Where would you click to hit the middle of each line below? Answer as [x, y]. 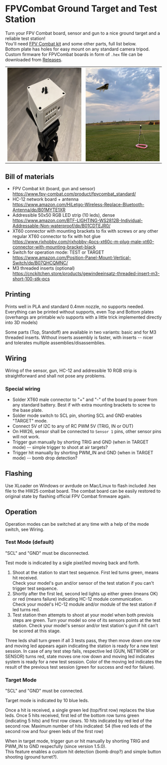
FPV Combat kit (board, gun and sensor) [54, 189]
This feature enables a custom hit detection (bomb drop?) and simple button [83, 752]
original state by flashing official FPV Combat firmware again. [68, 496]
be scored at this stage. [37, 631]
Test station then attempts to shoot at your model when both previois [83, 615]
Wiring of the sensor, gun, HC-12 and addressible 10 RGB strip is [71, 371]
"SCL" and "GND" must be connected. [44, 691]
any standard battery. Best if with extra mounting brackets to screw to [84, 404]
